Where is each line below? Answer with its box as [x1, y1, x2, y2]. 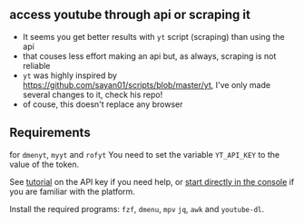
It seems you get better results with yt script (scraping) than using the [22, 31, 285, 42]
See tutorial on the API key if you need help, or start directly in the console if [9, 176, 295, 187]
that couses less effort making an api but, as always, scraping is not [22, 50, 277, 62]
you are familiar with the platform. [9, 186, 136, 197]
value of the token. [9, 159, 80, 170]
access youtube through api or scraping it [9, 7, 251, 23]
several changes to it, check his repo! [22, 89, 163, 100]
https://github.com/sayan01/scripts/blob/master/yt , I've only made [22, 79, 270, 90]
